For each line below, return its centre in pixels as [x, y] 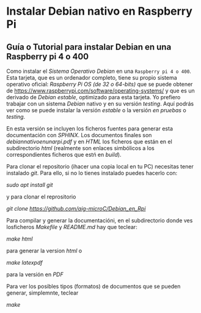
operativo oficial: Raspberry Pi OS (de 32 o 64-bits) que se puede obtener [100, 84]
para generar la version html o [44, 251]
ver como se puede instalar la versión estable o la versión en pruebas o [96, 110]
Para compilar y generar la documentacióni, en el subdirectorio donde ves [100, 221]
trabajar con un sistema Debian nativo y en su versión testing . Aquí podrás [100, 104]
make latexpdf [24, 262]
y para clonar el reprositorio [41, 197]
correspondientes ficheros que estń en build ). [64, 155]
